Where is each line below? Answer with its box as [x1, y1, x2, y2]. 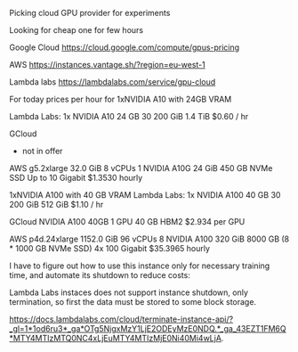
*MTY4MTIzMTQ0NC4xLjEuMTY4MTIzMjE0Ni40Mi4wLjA [9, 333, 222, 343]
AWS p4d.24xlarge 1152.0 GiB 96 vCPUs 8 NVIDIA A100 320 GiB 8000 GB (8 [9, 233, 290, 244]
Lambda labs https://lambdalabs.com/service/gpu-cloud [9, 77, 216, 87]
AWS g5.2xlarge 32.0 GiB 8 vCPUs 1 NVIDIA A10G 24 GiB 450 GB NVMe [9, 163, 273, 173]
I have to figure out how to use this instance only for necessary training [9, 260, 270, 271]
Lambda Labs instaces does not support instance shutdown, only [9, 287, 249, 298]
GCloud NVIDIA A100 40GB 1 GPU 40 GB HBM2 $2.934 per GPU [9, 217, 246, 226]
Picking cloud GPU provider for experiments [9, 8, 171, 18]
